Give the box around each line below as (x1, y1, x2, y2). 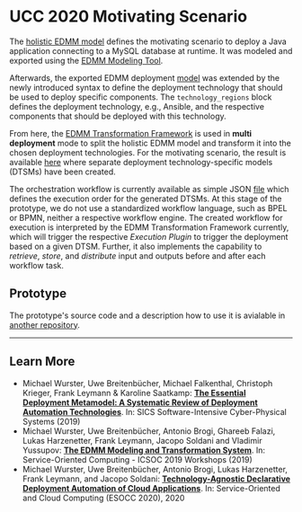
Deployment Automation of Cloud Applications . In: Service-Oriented (22, 482, 281, 493)
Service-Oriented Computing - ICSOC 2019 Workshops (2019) (22, 454, 253, 464)
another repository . (9, 319, 81, 330)
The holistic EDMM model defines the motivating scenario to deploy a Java (9, 36, 288, 47)
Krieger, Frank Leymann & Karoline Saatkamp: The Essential (22, 387, 246, 398)
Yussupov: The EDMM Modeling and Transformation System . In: (22, 445, 266, 455)
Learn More (9, 354, 75, 369)
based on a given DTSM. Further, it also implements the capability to (9, 241, 262, 252)
